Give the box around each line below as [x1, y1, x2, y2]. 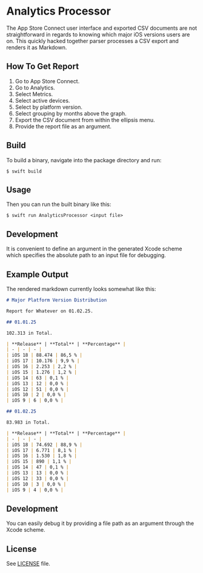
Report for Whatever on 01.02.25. [6, 308, 94, 314]
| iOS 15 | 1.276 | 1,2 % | [6, 369, 78, 375]
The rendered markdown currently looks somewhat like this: [6, 286, 156, 292]
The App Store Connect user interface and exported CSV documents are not [6, 24, 198, 32]
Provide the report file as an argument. [15, 123, 112, 130]
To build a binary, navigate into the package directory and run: [6, 156, 162, 163]
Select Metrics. [15, 90, 53, 98]
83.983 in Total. [6, 419, 50, 425]
